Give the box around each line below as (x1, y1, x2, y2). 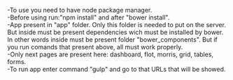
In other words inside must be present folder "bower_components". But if (7, 35, 218, 44)
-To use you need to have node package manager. (7, 6, 153, 14)
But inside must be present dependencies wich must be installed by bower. (7, 28, 224, 36)
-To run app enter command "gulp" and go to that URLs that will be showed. (7, 65, 226, 73)
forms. (7, 58, 27, 65)
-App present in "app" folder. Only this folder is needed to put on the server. (7, 21, 226, 29)
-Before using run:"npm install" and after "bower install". (7, 13, 170, 22)
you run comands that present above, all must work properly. (7, 43, 183, 51)
